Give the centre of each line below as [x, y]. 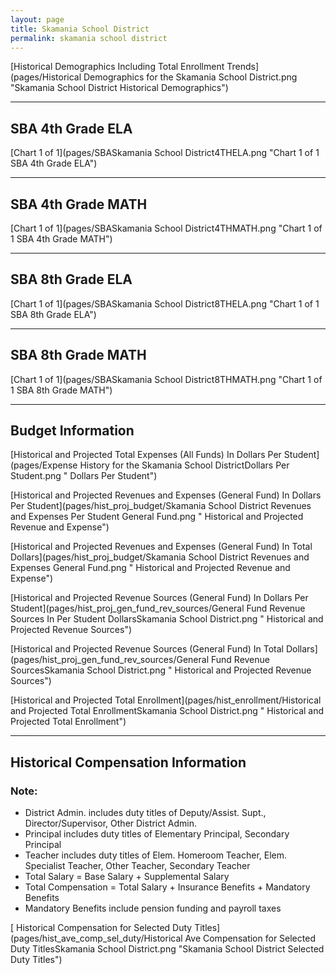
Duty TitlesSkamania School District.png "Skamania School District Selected [167, 949]
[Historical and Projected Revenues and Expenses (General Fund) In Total [161, 547]
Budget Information [72, 431]
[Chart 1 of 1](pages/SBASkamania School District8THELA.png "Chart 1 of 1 [165, 303]
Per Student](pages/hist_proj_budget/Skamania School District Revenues [161, 506]
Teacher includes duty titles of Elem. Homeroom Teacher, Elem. [156, 855]
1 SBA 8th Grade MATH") [61, 390]
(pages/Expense [44, 465]
